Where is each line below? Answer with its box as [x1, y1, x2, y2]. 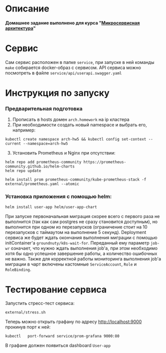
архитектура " [5, 25, 36, 31]
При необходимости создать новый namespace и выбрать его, [12, 122, 147, 128]
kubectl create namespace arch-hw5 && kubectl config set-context [5, 137, 146, 142]
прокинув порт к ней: [5, 324, 51, 330]
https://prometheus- [83, 159, 126, 165]
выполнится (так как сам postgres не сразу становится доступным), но [5, 218, 158, 224]
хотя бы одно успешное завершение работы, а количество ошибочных [5, 250, 157, 256]
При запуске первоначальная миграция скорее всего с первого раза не [5, 213, 160, 219]
